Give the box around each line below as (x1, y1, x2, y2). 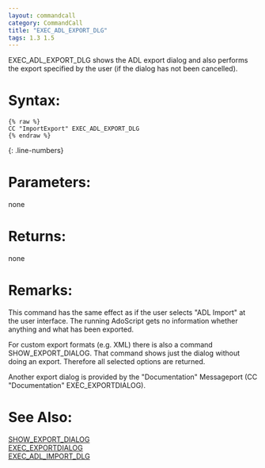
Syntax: (8, 92, 61, 109)
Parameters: (8, 174, 91, 191)
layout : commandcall (8, 11, 77, 20)
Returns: (8, 228, 66, 246)
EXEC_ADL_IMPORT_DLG (8, 451, 91, 461)
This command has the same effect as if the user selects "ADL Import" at (8, 308, 246, 317)
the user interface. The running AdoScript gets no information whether (8, 316, 239, 325)
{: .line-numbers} (8, 146, 64, 155)
